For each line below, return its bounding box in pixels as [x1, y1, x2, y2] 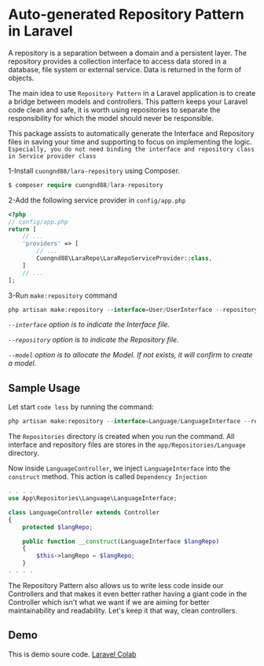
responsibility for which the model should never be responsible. [8, 113, 214, 123]
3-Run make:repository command [8, 291, 118, 300]
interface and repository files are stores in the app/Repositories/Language [8, 440, 246, 449]
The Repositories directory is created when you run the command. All [8, 432, 235, 441]
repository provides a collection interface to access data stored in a [8, 57, 227, 66]
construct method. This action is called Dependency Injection [8, 472, 207, 481]
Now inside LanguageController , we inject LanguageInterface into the [8, 463, 231, 473]
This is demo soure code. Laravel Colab [8, 650, 137, 659]
